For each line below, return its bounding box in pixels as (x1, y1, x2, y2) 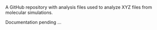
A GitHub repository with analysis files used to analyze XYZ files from (5, 4, 152, 10)
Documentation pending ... (5, 19, 62, 25)
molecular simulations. (5, 9, 53, 15)
